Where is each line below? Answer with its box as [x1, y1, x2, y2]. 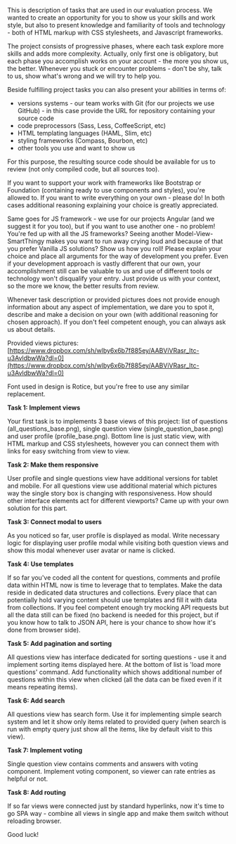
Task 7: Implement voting [7, 746, 83, 754]
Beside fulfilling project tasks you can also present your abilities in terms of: [7, 86, 227, 93]
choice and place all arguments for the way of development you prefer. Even [7, 252, 228, 260]
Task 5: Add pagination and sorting [7, 640, 112, 647]
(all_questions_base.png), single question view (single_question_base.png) [7, 424, 224, 433]
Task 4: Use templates [7, 560, 74, 568]
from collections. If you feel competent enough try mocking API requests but [7, 604, 229, 611]
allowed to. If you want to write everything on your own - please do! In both [7, 193, 225, 202]
